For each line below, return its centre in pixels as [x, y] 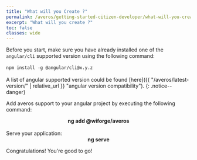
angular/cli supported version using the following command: [81, 56]
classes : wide [23, 33]
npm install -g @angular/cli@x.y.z [50, 68]
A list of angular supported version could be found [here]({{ [78, 80]
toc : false [19, 28]
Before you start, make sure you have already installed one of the [85, 50]
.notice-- [161, 86]
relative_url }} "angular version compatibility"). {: [91, 86]
